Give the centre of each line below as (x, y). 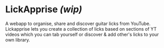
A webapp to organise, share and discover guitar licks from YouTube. (78, 23)
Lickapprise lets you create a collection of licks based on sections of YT (81, 29)
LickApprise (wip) (44, 9)
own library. (18, 40)
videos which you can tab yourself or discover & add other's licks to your (82, 34)
